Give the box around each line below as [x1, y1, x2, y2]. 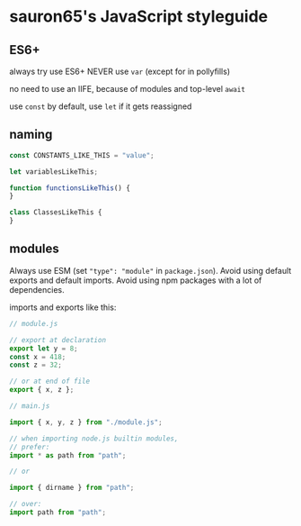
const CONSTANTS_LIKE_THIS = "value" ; [9, 150, 155, 159]
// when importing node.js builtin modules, [9, 434, 179, 443]
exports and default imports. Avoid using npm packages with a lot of [9, 275, 262, 286]
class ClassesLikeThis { [9, 208, 102, 217]
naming [9, 127, 53, 142]
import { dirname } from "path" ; [9, 484, 135, 493]
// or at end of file [9, 376, 91, 386]
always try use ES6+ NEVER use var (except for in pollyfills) [9, 66, 231, 77]
